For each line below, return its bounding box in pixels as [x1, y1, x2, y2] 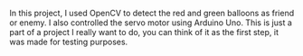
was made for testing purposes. [9, 36, 128, 47]
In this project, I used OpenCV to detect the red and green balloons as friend [9, 8, 295, 18]
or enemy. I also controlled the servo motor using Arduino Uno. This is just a [9, 17, 292, 28]
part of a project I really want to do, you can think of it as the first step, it [9, 27, 279, 37]
